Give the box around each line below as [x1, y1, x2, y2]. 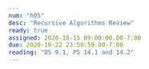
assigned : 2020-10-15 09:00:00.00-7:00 [8, 33, 142, 42]
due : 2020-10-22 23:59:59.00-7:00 [8, 41, 124, 49]
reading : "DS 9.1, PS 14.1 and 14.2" [8, 48, 135, 56]
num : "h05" [8, 11, 45, 20]
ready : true [8, 26, 48, 34]
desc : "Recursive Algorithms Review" [8, 19, 135, 27]
